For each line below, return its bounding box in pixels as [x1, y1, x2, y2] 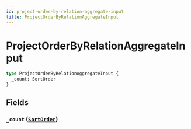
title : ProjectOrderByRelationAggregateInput [6, 14, 119, 20]
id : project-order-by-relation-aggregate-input [6, 8, 124, 15]
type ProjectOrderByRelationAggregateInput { [6, 71, 119, 76]
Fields [6, 97, 29, 108]
